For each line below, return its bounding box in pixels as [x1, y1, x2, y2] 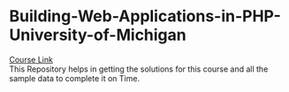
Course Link [9, 54, 53, 65]
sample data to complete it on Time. [9, 73, 140, 83]
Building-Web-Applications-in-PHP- [9, 6, 281, 27]
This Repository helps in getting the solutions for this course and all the [9, 64, 269, 74]
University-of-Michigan [9, 25, 187, 45]
